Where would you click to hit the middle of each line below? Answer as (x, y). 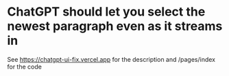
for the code (25, 66)
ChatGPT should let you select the (106, 12)
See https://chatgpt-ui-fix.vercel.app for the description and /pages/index (111, 59)
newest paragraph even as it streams (115, 26)
